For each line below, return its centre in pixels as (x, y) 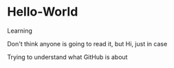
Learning (20, 31)
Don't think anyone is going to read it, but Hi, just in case (87, 44)
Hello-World (43, 12)
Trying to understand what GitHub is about (67, 57)
